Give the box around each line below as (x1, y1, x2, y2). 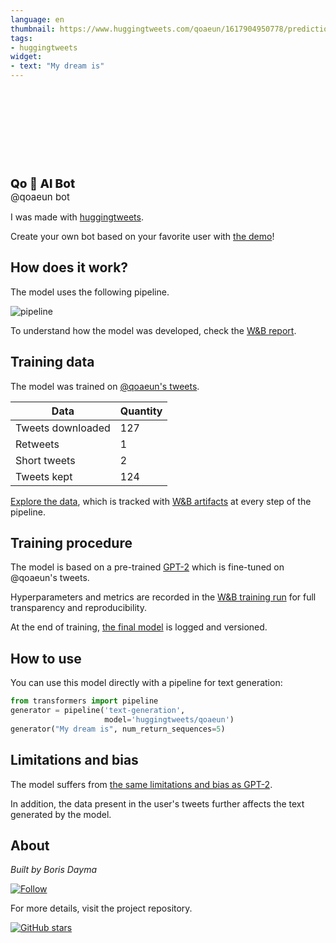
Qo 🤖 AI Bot (10, 176, 76, 191)
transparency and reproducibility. (10, 602, 147, 614)
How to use (10, 650, 82, 667)
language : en (10, 14, 65, 25)
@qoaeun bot (10, 191, 71, 203)
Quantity (119, 404, 163, 418)
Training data (10, 354, 95, 371)
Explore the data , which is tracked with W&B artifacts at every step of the (10, 495, 312, 507)
